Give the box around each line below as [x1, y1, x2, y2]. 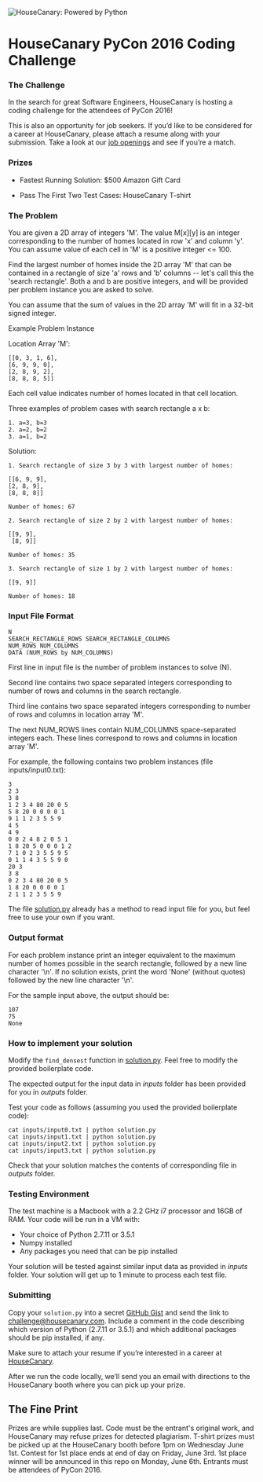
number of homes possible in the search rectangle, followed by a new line [8, 959, 247, 968]
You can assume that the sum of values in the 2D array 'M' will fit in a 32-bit [8, 300, 254, 310]
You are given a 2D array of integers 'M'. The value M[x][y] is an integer [8, 228, 240, 237]
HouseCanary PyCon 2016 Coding [8, 35, 236, 53]
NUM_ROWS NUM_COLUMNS [8, 642, 79, 650]
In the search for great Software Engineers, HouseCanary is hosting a [8, 97, 233, 107]
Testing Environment [8, 1188, 89, 1199]
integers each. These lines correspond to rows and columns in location [8, 733, 238, 743]
